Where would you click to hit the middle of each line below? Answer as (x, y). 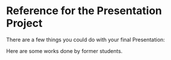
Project (24, 23)
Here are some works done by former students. (64, 51)
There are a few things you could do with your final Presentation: (85, 39)
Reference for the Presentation (84, 11)
